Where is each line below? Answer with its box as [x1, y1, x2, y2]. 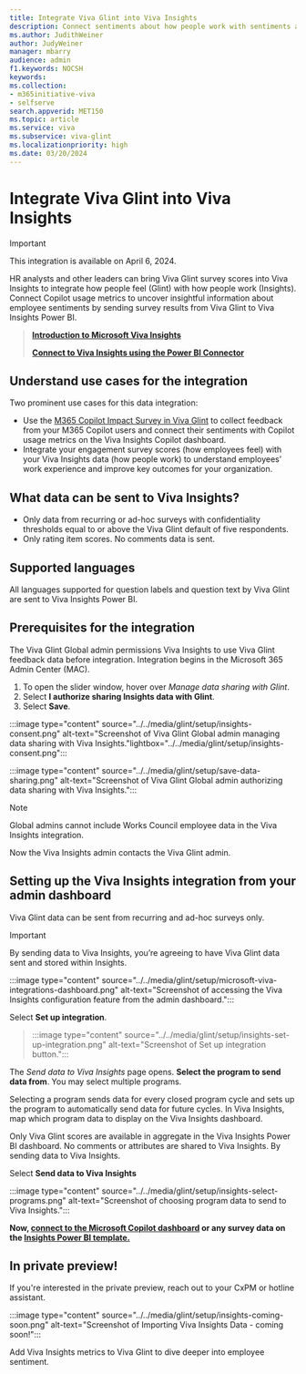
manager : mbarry [9, 47, 71, 56]
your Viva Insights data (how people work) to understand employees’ [22, 454, 282, 465]
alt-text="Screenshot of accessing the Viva [120, 984, 283, 995]
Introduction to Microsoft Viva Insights [31, 329, 182, 340]
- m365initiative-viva [9, 89, 96, 98]
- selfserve [9, 97, 55, 108]
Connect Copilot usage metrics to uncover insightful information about [9, 292, 274, 303]
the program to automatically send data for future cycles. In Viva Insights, [9, 1103, 285, 1114]
